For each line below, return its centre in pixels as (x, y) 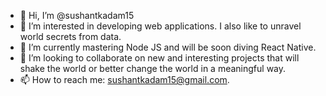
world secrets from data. (70, 36)
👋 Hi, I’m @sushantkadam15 (77, 15)
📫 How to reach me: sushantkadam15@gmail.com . (124, 79)
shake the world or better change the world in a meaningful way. (153, 68)
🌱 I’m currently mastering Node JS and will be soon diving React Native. (168, 47)
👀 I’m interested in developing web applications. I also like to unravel (160, 26)
